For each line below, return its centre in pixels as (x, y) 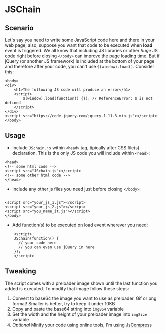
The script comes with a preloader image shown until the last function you (81, 283)
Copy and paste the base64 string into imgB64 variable (68, 309)
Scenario (19, 28)
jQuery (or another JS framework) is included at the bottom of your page (80, 61)
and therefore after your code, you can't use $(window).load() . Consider (80, 66)
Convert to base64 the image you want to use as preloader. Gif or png (84, 298)
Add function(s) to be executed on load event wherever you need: (80, 225)
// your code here (37, 243)
